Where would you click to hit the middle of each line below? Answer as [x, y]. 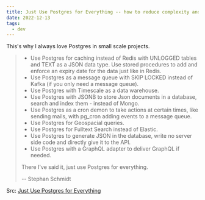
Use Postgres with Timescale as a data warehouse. [95, 91]
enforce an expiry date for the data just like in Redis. [96, 71]
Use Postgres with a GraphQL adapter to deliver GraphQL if [105, 149]
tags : [13, 23]
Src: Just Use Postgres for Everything [54, 191]
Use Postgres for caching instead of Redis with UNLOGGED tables [113, 58]
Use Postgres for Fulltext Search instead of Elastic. [94, 129]
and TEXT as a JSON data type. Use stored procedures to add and [114, 65]
